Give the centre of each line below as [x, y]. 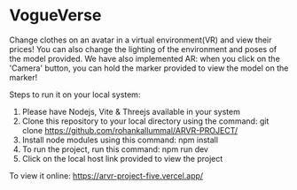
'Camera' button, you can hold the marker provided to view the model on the [149, 68]
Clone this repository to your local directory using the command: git [145, 121]
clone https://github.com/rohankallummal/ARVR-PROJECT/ [130, 130]
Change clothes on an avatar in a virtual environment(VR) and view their [141, 40]
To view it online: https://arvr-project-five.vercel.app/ [106, 175]
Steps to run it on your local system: [75, 95]
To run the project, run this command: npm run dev [115, 149]
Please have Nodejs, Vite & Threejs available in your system [131, 111]
